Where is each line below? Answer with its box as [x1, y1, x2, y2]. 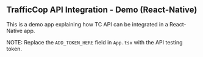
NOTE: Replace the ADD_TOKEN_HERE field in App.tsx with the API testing [6, 38, 183, 46]
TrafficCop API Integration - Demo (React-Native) [6, 5, 198, 15]
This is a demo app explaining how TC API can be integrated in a [6, 20, 169, 28]
